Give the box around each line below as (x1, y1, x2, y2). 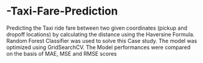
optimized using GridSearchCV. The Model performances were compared (6, 44, 191, 51)
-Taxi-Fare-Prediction (6, 4, 119, 18)
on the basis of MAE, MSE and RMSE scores (6, 50, 117, 57)
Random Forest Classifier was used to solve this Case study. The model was (6, 37, 198, 44)
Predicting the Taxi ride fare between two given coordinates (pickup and (6, 24, 187, 31)
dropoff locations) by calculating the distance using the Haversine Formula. (6, 30, 195, 38)
